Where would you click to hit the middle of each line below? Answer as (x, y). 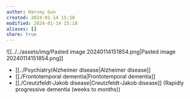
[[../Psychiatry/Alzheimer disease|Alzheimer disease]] (83, 70)
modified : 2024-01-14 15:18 (42, 23)
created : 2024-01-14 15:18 (41, 18)
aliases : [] (21, 29)
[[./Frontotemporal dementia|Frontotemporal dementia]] (85, 77)
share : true (21, 35)
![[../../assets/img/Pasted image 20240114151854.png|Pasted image (91, 52)
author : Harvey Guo (31, 12)
